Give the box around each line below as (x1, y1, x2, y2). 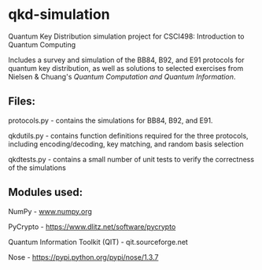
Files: (8, 94, 35, 108)
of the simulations (8, 163, 67, 172)
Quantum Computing (8, 39, 76, 49)
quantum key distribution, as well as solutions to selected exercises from (8, 63, 244, 72)
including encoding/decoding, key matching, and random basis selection (8, 139, 244, 149)
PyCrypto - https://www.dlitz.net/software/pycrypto (8, 222, 176, 231)
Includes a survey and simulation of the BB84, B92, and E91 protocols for (8, 55, 245, 65)
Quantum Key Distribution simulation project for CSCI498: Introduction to (8, 31, 245, 41)
